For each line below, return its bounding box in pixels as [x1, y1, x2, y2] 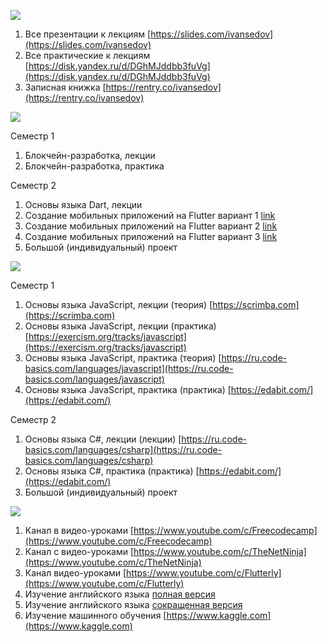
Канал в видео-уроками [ [24, 525, 134, 536]
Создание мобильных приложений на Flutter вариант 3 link [24, 231, 278, 242]
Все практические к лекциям [24, 50, 151, 61]
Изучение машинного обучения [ [24, 610, 167, 621]
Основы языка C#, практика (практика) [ [24, 465, 200, 477]
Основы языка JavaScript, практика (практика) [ [24, 384, 232, 395]
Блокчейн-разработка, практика [24, 160, 165, 172]
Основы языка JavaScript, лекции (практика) [24, 320, 217, 332]
